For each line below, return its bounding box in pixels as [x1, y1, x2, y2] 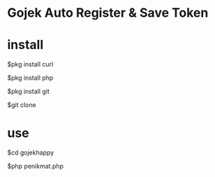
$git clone [7, 101, 36, 109]
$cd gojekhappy [7, 148, 54, 157]
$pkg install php [7, 73, 54, 82]
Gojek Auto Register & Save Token [7, 5, 209, 21]
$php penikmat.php [7, 162, 64, 171]
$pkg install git [7, 87, 50, 96]
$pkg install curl [7, 60, 54, 69]
